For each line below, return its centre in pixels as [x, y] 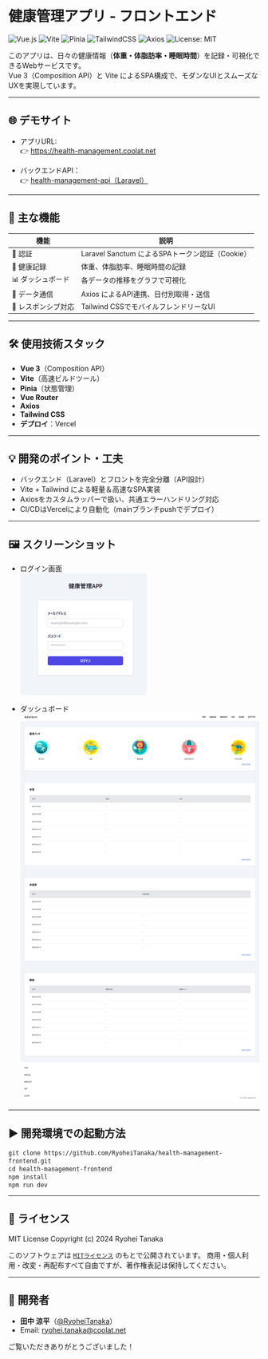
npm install [28, 1177]
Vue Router [39, 397]
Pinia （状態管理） [49, 388]
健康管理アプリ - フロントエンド [113, 16]
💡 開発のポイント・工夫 [66, 459]
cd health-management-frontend [60, 1169]
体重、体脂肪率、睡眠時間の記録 [133, 266]
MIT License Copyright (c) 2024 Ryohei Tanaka [86, 1238]
